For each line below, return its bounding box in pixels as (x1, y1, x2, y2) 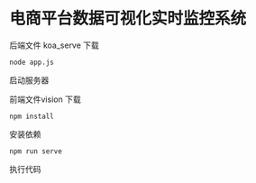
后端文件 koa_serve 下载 (9, 40, 99, 50)
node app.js (9, 58, 54, 67)
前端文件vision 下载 (9, 94, 81, 105)
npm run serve (9, 146, 63, 156)
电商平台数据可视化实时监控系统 (9, 8, 247, 29)
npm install (9, 112, 54, 121)
